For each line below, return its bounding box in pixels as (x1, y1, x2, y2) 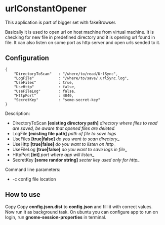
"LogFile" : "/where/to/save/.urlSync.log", (14, 75, 129, 81)
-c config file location (12, 176, 56, 182)
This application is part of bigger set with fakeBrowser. (5, 19, 117, 25)
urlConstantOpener (5, 3, 87, 14)
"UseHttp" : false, (14, 84, 77, 89)
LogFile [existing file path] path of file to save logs (12, 130, 117, 136)
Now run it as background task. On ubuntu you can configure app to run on (5, 209, 158, 215)
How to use (5, 190, 41, 199)
